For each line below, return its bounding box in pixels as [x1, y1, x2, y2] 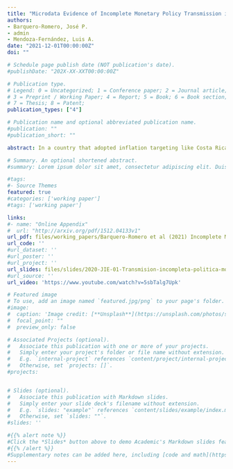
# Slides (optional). [7, 387, 70, 394]
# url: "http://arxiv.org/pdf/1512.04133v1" [7, 227, 141, 234]
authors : [7, 17, 33, 24]
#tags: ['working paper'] [7, 201, 82, 208]
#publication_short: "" [7, 131, 76, 139]
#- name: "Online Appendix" [7, 220, 89, 228]
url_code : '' [7, 240, 45, 247]
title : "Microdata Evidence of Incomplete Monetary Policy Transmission [7, 10, 222, 17]
